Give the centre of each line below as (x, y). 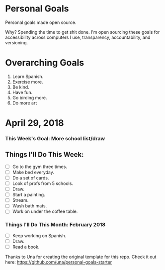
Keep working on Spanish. (39, 235)
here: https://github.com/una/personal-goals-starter (59, 262)
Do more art (25, 103)
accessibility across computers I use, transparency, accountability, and (78, 37)
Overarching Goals (45, 63)
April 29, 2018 (35, 123)
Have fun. (22, 92)
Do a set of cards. (31, 178)
